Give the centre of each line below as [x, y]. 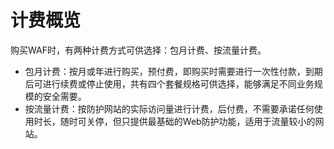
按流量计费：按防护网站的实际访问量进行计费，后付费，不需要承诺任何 [169, 108]
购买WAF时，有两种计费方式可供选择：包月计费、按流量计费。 [138, 50]
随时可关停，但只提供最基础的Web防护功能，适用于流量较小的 [187, 121]
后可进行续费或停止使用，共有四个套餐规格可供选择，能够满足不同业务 [169, 83]
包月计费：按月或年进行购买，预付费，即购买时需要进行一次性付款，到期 [173, 71]
